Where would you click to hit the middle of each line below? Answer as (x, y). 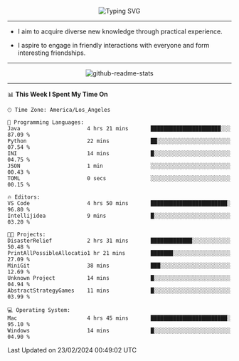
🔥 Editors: (24, 197)
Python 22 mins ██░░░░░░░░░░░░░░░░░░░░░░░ (119, 141)
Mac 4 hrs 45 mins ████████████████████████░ (119, 318)
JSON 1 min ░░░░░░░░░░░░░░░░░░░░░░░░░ (119, 166)
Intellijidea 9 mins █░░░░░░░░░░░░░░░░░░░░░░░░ (119, 216)
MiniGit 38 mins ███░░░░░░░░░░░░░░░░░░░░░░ (119, 266)
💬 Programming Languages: (46, 122)
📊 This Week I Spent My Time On (58, 94)
